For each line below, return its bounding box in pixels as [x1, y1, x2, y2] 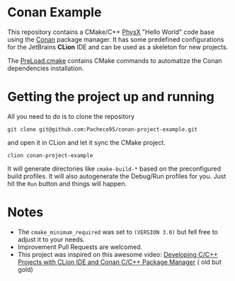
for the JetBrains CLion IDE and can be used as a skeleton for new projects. [7, 42, 229, 51]
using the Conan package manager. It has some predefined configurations [7, 35, 224, 43]
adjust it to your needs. [17, 235, 85, 243]
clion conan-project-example [7, 151, 93, 159]
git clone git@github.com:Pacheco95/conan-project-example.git [7, 125, 198, 133]
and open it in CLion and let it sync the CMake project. [7, 138, 166, 147]
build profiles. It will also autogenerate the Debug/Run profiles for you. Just [7, 171, 227, 180]
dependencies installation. [7, 64, 84, 72]
